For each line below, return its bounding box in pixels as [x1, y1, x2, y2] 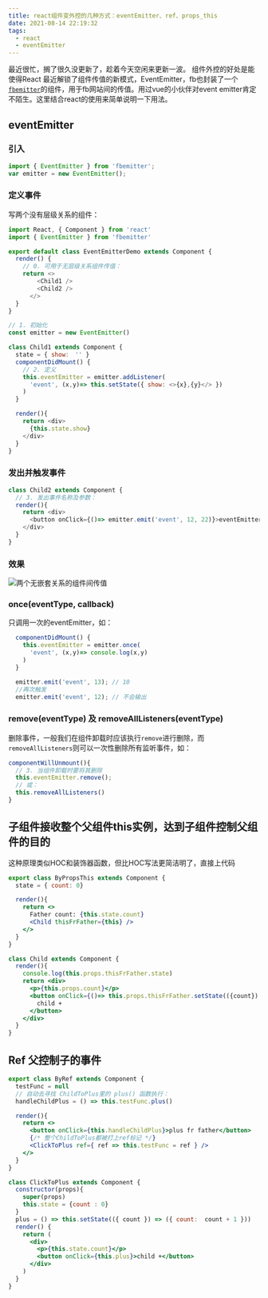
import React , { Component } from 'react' [8, 226, 152, 234]
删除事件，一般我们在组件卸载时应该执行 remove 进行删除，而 [8, 733, 205, 742]
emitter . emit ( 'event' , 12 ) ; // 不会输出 [15, 693, 147, 701]
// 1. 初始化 [8, 322, 48, 329]
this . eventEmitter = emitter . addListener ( [22, 373, 166, 381]
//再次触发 [15, 685, 47, 693]
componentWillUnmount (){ [8, 759, 91, 767]
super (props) [22, 1193, 66, 1201]
